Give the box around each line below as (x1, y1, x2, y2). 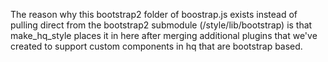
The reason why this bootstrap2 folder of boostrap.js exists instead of (10, 9, 298, 20)
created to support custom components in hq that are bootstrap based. (10, 40, 303, 52)
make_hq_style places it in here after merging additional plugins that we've (10, 30, 318, 41)
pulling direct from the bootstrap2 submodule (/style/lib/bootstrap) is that (10, 19, 313, 31)
